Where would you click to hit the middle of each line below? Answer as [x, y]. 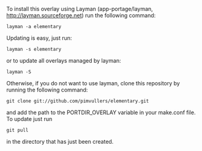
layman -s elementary [34, 49]
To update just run [29, 119]
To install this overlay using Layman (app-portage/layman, [80, 9]
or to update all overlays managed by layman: [64, 60]
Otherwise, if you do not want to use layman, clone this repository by [93, 83]
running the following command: [47, 90]
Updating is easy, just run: [39, 38]
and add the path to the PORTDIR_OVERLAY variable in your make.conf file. [101, 112]
